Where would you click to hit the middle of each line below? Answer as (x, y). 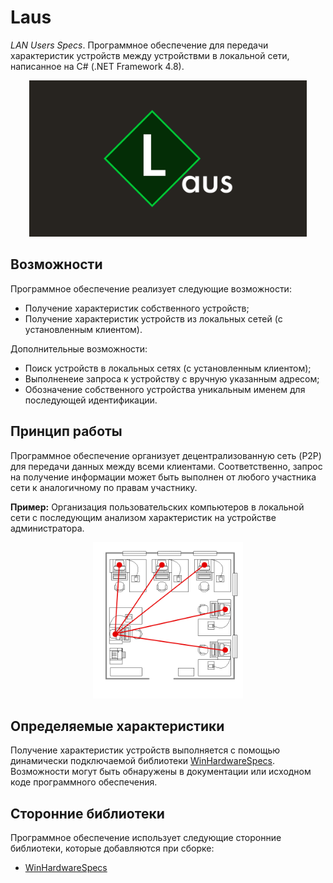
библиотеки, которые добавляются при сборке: (112, 848)
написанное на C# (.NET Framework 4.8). (97, 66)
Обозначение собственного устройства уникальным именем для (165, 389)
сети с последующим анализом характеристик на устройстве (143, 517)
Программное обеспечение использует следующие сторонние (146, 838)
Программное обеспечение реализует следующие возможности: (151, 288)
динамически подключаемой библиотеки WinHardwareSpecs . (142, 761)
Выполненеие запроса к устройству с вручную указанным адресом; (172, 378)
